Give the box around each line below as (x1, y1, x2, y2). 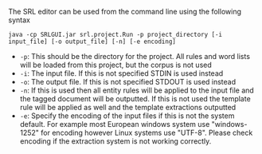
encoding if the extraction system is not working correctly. (19, 136, 212, 146)
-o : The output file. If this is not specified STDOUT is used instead (19, 77, 237, 86)
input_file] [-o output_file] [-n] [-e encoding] (8, 38, 177, 45)
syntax (8, 15, 30, 25)
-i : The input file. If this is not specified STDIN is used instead (19, 69, 224, 78)
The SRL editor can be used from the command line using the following (8, 7, 241, 16)
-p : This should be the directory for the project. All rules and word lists (19, 52, 251, 61)
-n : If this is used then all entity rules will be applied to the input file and (19, 85, 255, 95)
